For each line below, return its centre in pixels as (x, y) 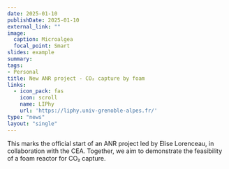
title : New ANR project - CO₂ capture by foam (76, 78)
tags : (15, 65)
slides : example (31, 53)
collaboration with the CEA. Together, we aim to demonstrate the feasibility (115, 151)
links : (17, 85)
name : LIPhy (37, 104)
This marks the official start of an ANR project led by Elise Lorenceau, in (111, 143)
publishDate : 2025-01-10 (43, 20)
